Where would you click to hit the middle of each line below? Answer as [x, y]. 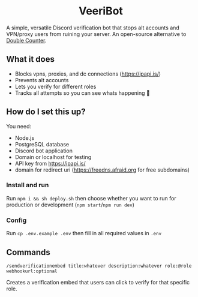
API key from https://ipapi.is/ [50, 163]
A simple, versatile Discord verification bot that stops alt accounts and [93, 28]
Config [16, 220]
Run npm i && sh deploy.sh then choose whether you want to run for [91, 198]
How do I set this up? [46, 112]
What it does [31, 59]
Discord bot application [44, 151]
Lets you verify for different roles [55, 86]
